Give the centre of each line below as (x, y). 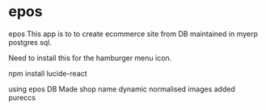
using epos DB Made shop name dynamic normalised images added (122, 89)
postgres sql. (30, 42)
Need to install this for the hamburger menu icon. (90, 58)
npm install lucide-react (48, 73)
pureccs (22, 97)
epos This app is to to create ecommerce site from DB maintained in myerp (133, 34)
